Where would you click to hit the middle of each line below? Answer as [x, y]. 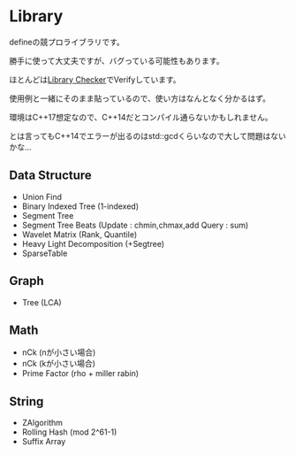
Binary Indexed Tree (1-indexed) [80, 206]
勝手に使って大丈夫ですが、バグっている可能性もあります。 [117, 60]
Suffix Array [44, 442]
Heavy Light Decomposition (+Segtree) [93, 243]
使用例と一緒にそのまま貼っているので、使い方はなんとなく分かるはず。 [140, 98]
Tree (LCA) [42, 302]
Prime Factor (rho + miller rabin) [80, 374]
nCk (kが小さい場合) [58, 364]
